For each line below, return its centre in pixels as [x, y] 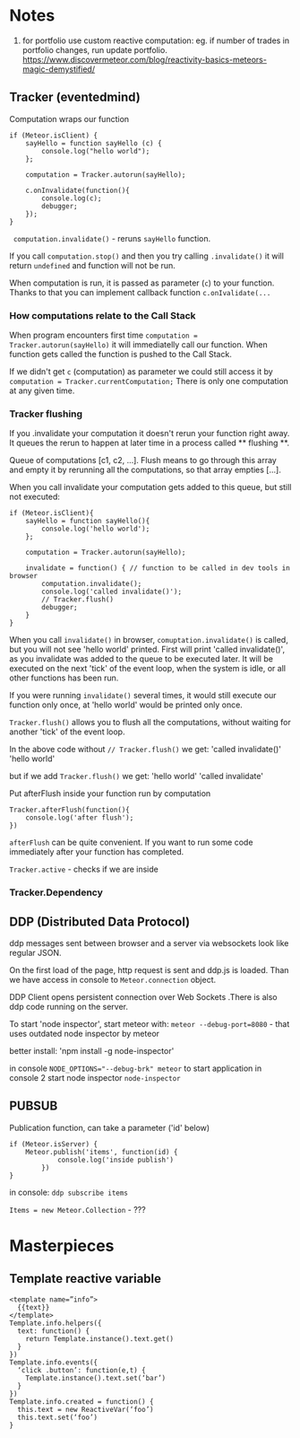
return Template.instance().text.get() [100, 1338]
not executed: [35, 497]
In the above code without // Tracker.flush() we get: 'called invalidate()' [146, 750]
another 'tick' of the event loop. [67, 732]
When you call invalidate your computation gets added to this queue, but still [150, 487]
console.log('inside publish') [116, 1160]
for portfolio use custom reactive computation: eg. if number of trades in [156, 40]
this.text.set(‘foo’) [58, 1417]
